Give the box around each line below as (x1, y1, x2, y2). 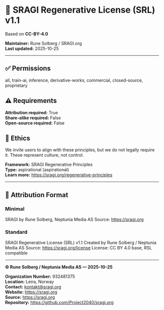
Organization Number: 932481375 (5, 273, 75, 280)
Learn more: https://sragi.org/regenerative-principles (5, 172, 113, 178)
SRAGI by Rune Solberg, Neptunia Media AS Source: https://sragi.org (5, 217, 144, 223)
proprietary (5, 83, 28, 88)
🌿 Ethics (5, 134, 31, 142)
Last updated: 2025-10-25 (5, 45, 59, 51)
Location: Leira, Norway (5, 279, 54, 285)
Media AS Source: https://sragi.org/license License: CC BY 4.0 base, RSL (5, 245, 152, 251)
